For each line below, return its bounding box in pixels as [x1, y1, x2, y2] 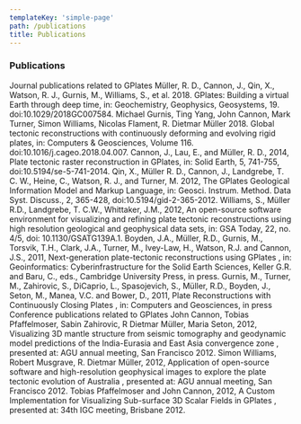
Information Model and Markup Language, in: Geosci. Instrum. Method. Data [9, 185, 292, 196]
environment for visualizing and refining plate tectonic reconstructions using [9, 213, 292, 225]
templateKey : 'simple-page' [9, 13, 115, 22]
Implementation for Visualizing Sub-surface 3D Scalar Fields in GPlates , [9, 394, 277, 405]
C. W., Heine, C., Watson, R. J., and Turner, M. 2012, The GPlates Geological [9, 175, 290, 186]
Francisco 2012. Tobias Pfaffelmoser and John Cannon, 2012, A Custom [9, 385, 276, 396]
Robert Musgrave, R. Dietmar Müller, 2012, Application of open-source [9, 357, 270, 367]
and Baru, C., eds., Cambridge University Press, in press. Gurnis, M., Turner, [9, 270, 291, 281]
